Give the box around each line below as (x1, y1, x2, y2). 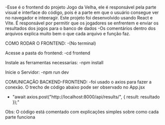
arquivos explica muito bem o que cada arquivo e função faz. (5, 31, 131, 36)
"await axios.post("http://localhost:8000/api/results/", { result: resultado (12, 94, 160, 100)
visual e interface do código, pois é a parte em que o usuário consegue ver (5, 9, 159, 15)
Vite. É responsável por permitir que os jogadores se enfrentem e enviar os (5, 20, 159, 26)
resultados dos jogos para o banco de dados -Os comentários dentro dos (5, 25, 156, 31)
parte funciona (5, 114, 36, 120)
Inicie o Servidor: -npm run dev (5, 69, 69, 75)
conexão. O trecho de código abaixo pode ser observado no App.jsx (5, 84, 145, 90)
